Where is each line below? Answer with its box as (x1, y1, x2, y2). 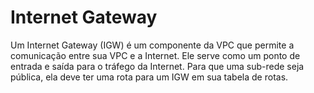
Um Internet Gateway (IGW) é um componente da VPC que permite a (10, 39, 295, 51)
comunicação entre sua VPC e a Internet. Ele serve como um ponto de (10, 49, 301, 61)
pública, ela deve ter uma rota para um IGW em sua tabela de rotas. (10, 71, 289, 83)
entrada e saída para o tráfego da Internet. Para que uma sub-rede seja (10, 60, 305, 72)
